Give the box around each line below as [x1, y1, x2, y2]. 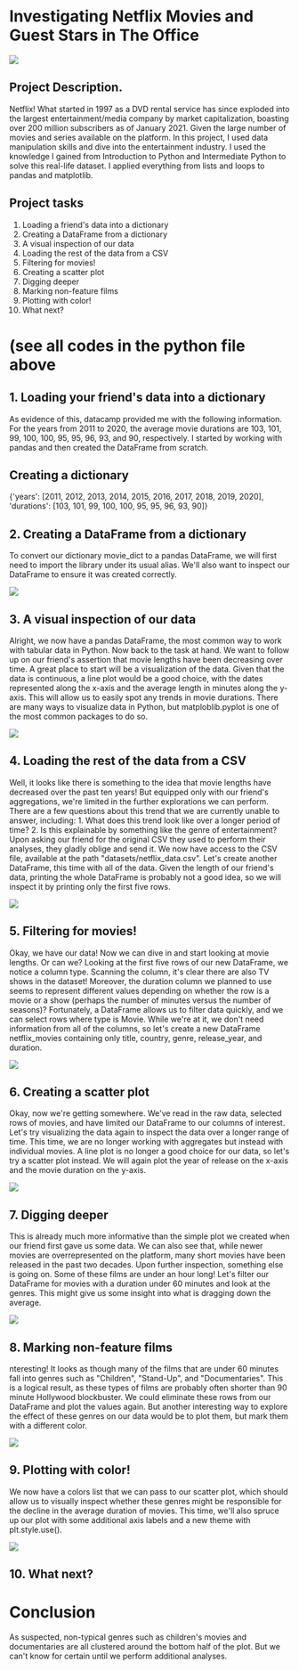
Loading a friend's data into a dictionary [21, 219, 169, 230]
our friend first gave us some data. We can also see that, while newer [9, 1241, 263, 1251]
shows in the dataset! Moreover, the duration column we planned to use [9, 975, 272, 986]
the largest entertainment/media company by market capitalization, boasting [9, 113, 289, 124]
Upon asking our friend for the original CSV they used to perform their [9, 834, 266, 844]
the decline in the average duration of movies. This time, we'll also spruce [9, 1505, 279, 1516]
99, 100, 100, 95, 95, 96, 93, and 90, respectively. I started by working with [9, 432, 283, 443]
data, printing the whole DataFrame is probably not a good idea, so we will [9, 871, 282, 883]
